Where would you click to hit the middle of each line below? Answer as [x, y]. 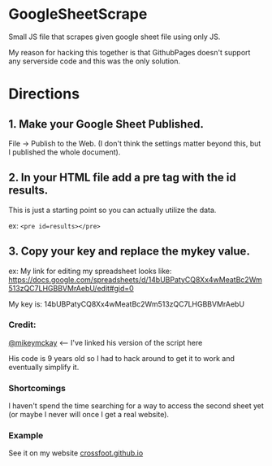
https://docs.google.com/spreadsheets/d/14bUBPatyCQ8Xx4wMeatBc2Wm [135, 279]
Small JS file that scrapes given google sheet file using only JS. [114, 37]
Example [26, 436]
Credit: [22, 324]
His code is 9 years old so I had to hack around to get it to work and [122, 358]
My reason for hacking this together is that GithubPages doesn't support [130, 52]
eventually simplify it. [44, 367]
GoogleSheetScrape [78, 14]
